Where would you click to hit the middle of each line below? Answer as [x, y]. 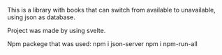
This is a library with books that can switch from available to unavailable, [111, 10]
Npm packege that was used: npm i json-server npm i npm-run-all [102, 44]
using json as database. [41, 17]
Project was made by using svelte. [57, 31]
